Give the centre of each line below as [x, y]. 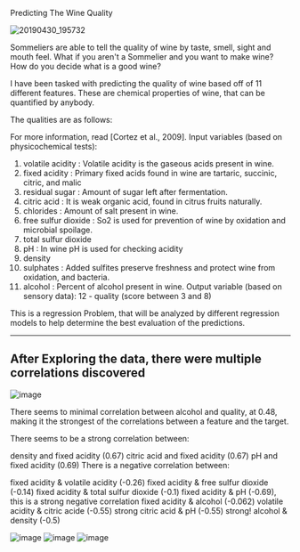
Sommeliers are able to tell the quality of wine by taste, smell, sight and [141, 47]
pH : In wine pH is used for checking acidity [103, 249]
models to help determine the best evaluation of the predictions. [128, 323]
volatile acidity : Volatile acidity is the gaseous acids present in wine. [149, 163]
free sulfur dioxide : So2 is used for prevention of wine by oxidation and [154, 220]
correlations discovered [78, 373]
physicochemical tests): [54, 146]
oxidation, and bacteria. [66, 277]
